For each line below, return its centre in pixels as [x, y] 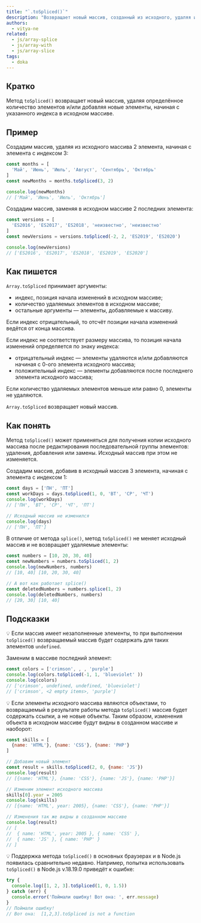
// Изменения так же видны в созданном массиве [67, 817]
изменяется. [22, 459]
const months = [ [28, 164]
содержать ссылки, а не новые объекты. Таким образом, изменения [95, 716]
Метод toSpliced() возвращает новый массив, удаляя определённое [95, 101]
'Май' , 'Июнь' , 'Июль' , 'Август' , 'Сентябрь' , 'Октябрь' [84, 170]
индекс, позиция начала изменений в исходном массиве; [89, 298]
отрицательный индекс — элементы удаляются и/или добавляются [101, 358]
